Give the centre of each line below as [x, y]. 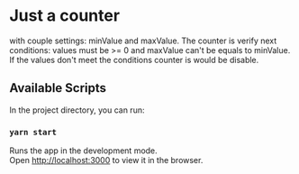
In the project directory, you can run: [77, 110]
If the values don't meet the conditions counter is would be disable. [134, 60]
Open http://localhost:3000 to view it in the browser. [106, 160]
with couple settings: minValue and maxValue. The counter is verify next [143, 41]
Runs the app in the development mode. [83, 151]
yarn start [33, 132]
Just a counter [64, 16]
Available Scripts [58, 88]
